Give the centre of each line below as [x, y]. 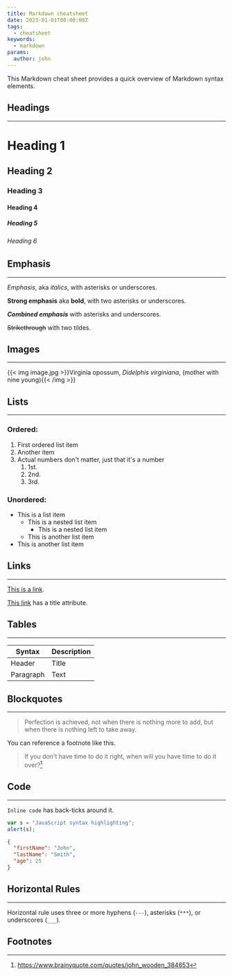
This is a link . [26, 589]
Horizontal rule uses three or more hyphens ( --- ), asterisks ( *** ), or [104, 912]
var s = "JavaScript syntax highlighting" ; [71, 823]
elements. [21, 86]
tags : [15, 26]
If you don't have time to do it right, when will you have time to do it [120, 757]
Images [24, 350]
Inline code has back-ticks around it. [61, 810]
